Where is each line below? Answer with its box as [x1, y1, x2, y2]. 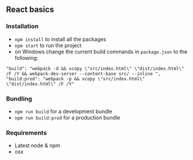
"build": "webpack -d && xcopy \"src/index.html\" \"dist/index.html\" [6, 66, 184, 72]
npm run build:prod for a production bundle [14, 114, 120, 121]
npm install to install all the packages [14, 35, 106, 43]
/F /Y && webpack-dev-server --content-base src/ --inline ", [6, 70, 161, 77]
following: [14, 54, 39, 61]
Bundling [6, 94, 32, 103]
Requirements [6, 128, 47, 137]
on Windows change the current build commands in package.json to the [14, 48, 188, 55]
